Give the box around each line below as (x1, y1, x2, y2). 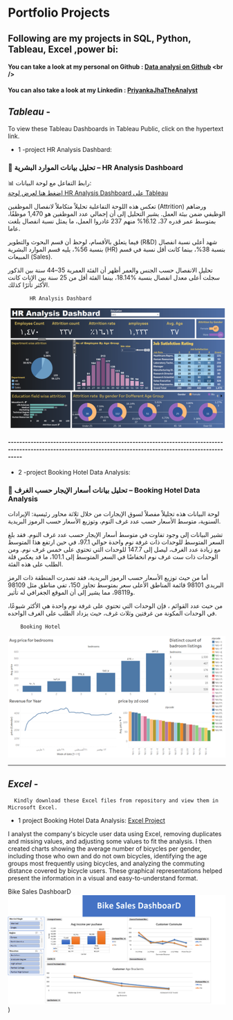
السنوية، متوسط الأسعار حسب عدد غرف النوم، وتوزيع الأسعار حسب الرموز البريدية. (8, 517, 221, 525)
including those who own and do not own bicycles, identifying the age (8, 852, 207, 860)
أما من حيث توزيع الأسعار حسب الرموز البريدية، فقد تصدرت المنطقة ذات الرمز (8, 573, 209, 581)
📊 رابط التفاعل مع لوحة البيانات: (8, 178, 92, 187)
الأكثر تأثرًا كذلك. (8, 280, 50, 289)
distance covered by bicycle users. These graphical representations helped (8, 867, 223, 875)
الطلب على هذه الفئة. (8, 560, 64, 568)
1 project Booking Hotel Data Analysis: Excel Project (17, 817, 165, 825)
